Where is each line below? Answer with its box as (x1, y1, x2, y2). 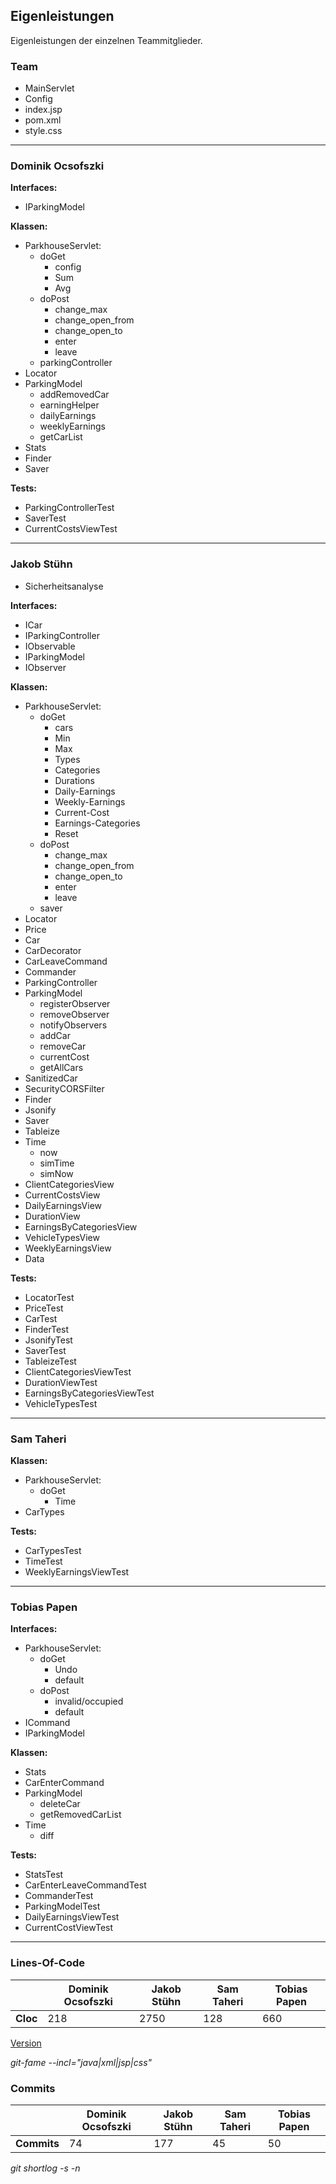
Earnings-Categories (54, 817, 141, 829)
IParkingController (24, 629, 100, 641)
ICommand (24, 1717, 71, 1729)
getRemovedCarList (39, 1809, 122, 1821)
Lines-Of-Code (10, 1956, 86, 1970)
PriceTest (24, 1302, 64, 1314)
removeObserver (39, 1008, 110, 1020)
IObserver (24, 661, 67, 673)
